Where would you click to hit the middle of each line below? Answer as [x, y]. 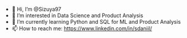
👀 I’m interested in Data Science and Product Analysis [77, 15]
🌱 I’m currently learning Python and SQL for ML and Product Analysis [96, 22]
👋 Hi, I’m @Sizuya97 [36, 9]
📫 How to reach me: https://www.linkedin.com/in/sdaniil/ [82, 28]
